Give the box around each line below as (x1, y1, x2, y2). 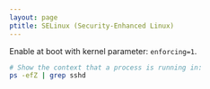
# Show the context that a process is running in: (9, 63, 203, 72)
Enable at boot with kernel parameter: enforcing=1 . (9, 45, 197, 56)
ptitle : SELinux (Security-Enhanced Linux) (9, 21, 175, 30)
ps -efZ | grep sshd (9, 71, 87, 80)
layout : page (9, 12, 58, 22)
